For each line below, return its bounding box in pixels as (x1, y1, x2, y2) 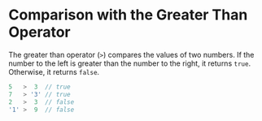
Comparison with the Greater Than (8, 6, 248, 24)
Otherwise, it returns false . (8, 67, 100, 76)
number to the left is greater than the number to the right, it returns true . (8, 58, 251, 68)
